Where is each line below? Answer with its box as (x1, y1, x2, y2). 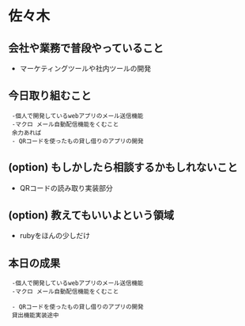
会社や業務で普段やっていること (8, 41, 164, 55)
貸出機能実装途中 (11, 312, 59, 320)
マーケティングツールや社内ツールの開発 (19, 64, 152, 73)
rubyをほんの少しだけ (19, 231, 91, 241)
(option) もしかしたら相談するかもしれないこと (8, 161, 239, 174)
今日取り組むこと (8, 89, 92, 103)
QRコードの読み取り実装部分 (19, 183, 113, 192)
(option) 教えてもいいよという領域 (8, 209, 175, 222)
